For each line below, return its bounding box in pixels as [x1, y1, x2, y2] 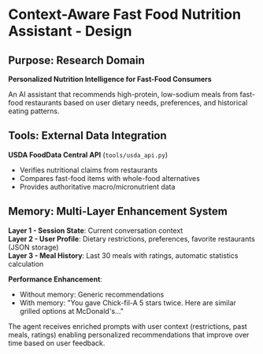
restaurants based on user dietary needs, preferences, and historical [24, 98, 248, 107]
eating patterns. [8, 106, 60, 116]
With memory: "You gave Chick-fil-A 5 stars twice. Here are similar [19, 297, 236, 308]
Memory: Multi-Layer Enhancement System [8, 205, 228, 218]
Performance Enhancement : [8, 274, 102, 284]
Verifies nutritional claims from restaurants [19, 165, 158, 175]
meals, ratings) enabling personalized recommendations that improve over [8, 330, 250, 339]
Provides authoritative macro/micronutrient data [19, 182, 176, 191]
